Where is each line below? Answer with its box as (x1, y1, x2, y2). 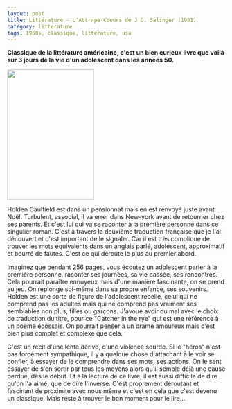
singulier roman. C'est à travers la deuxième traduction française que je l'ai (7, 227, 222, 236)
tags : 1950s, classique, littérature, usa (7, 29, 132, 37)
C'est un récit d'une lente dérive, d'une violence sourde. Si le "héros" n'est (7, 342, 221, 351)
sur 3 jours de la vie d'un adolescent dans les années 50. (7, 56, 175, 64)
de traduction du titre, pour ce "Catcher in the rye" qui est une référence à (7, 315, 220, 323)
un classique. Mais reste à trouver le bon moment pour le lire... (7, 394, 186, 403)
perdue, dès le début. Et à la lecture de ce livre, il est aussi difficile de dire (7, 372, 218, 381)
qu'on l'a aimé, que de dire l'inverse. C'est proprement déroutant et (7, 379, 199, 388)
